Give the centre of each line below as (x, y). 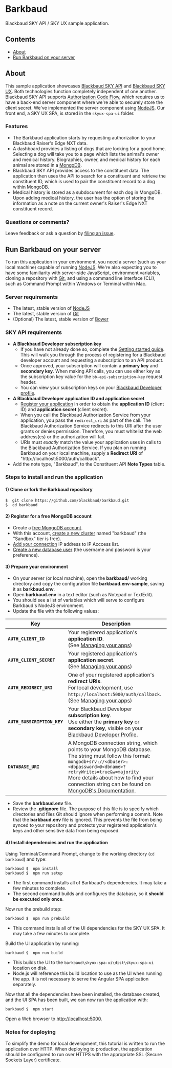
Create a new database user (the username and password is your (82, 549)
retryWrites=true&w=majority (103, 772)
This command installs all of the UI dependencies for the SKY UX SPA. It (89, 928)
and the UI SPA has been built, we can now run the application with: (77, 1000)
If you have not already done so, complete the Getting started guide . (92, 349)
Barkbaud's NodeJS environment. (48, 606)
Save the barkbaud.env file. (42, 804)
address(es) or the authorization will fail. (63, 437)
